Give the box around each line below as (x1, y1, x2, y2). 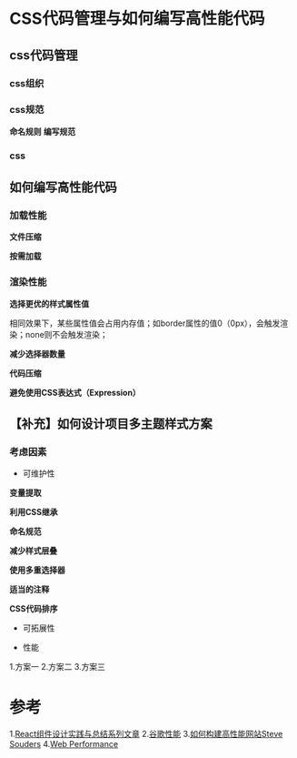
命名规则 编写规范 (9, 126, 75, 136)
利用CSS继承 (9, 507, 58, 518)
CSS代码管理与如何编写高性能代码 (9, 8, 265, 29)
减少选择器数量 (9, 348, 65, 359)
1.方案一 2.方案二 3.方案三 (9, 662, 106, 672)
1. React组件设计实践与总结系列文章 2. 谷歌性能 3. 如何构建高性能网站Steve (9, 729, 283, 740)
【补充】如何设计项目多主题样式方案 (9, 416, 213, 432)
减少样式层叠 (9, 545, 57, 556)
